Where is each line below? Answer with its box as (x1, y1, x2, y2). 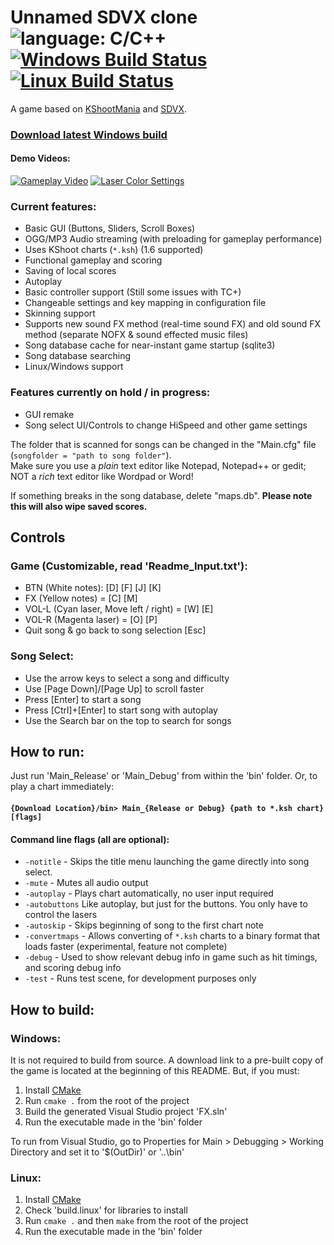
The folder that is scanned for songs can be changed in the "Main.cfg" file (10, 438, 317, 450)
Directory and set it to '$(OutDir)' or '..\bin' (10, 1146, 185, 1158)
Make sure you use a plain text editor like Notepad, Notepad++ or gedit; (10, 459, 307, 471)
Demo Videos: (10, 152, 71, 165)
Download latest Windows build (10, 127, 168, 141)
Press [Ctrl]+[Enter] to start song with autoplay (24, 704, 218, 716)
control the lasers (24, 909, 98, 921)
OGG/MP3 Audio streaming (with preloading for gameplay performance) (24, 233, 323, 245)
